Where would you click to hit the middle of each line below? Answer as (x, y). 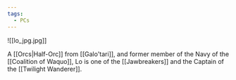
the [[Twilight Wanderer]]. (45, 69)
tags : (15, 14)
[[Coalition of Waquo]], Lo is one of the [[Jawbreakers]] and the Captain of (116, 61)
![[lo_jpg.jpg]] (27, 40)
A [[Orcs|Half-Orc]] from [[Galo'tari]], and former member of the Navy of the (118, 54)
